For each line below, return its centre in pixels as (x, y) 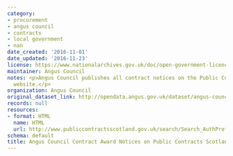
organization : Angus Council (49, 90)
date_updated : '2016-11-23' (48, 59)
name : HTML (29, 123)
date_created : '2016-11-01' (48, 52)
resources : (23, 110)
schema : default (31, 135)
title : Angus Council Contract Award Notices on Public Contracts (105, 142)
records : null (28, 104)
